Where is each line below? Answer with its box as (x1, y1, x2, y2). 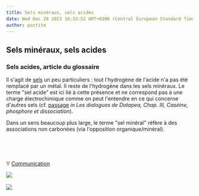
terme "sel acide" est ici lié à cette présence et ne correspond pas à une (6, 89, 183, 96)
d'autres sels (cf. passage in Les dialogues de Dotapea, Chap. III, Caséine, (6, 102, 188, 109)
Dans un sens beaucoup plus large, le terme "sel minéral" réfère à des (6, 119, 178, 127)
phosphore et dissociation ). (6, 108, 73, 115)
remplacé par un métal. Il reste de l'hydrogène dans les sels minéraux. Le (6, 83, 185, 90)
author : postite (6, 22, 46, 28)
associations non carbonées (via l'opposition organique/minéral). (6, 125, 165, 133)
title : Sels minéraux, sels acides (6, 10, 94, 15)
